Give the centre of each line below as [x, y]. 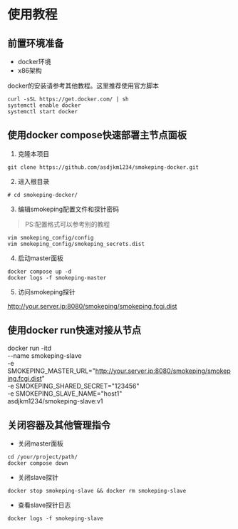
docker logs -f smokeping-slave [55, 519]
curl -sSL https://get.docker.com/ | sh [68, 99]
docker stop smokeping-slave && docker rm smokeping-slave [97, 491]
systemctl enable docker [44, 106]
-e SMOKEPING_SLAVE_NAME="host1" [65, 394]
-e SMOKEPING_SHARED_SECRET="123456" [74, 386]
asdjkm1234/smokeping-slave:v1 [55, 401]
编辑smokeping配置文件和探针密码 [68, 209]
